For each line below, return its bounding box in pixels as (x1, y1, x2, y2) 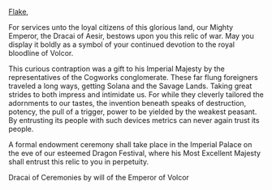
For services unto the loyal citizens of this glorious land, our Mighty (8, 23, 234, 32)
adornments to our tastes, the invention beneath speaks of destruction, (8, 99, 247, 108)
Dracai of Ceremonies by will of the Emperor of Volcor (8, 173, 189, 182)
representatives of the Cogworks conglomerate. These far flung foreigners (8, 73, 258, 82)
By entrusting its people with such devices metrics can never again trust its (8, 116, 260, 125)
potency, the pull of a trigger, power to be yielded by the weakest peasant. (8, 107, 257, 116)
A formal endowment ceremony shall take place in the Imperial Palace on (8, 140, 253, 149)
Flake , (8, 7, 29, 16)
